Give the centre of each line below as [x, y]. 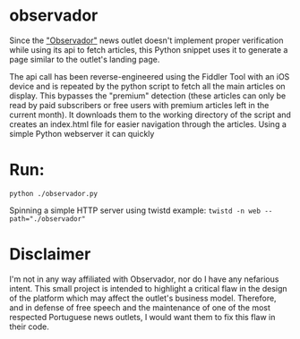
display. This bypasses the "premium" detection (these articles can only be [148, 96]
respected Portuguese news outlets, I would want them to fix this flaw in [142, 317]
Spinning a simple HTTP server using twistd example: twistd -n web [135, 210]
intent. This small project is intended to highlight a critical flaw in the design [149, 288]
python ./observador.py [54, 193]
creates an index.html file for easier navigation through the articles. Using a [148, 124]
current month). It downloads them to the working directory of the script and [150, 114]
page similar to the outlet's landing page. [85, 59]
